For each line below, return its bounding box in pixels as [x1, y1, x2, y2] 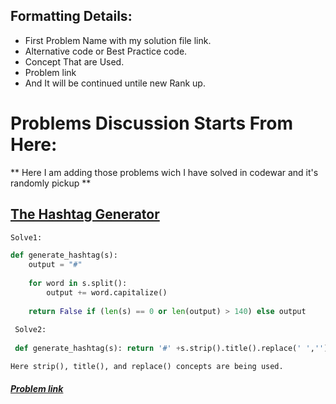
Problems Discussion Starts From [10, 112, 294, 134]
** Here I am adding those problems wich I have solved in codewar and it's [10, 166, 319, 178]
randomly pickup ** [10, 177, 92, 189]
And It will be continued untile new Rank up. [24, 77, 206, 89]
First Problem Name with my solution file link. [24, 34, 212, 46]
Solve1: [10, 232, 43, 243]
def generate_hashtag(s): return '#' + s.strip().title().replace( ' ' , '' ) [14, 344, 329, 354]
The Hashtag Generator [10, 206, 160, 223]
